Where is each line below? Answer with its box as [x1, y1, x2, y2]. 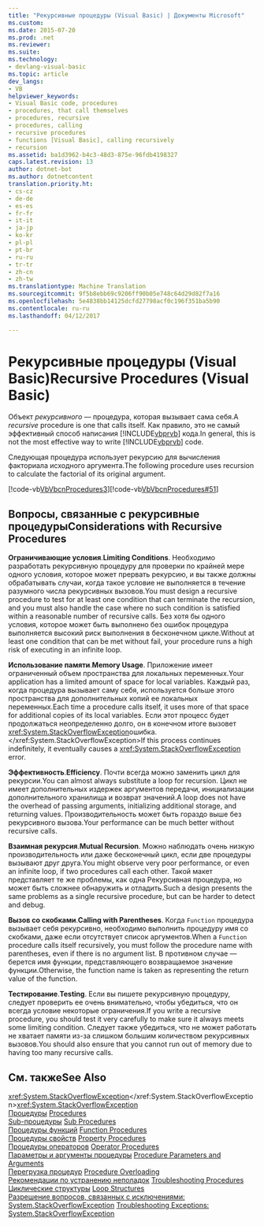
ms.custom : [8, 19, 44, 27]
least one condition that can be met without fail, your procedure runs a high [8, 637, 254, 646]
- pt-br [8, 246, 34, 254]
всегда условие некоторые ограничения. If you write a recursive [8, 1006, 221, 1016]
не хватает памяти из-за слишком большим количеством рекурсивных [8, 1031, 250, 1041]
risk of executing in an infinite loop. [8, 645, 122, 655]
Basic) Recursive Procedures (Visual [8, 370, 249, 387]
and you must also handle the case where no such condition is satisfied [8, 604, 240, 613]
